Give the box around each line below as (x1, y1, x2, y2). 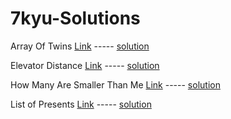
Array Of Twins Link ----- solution (10, 40, 150, 52)
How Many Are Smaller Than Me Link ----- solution (10, 78, 221, 91)
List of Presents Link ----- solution (10, 98, 152, 110)
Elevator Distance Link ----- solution (10, 59, 160, 71)
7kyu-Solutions (10, 7, 141, 30)
